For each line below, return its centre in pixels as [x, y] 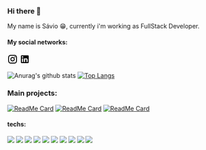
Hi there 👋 [24, 11]
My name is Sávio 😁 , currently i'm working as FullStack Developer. [104, 26]
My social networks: [37, 42]
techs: [17, 124]
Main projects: [32, 93]
